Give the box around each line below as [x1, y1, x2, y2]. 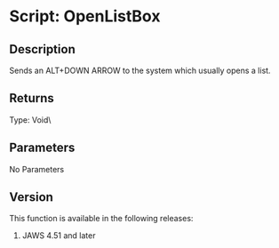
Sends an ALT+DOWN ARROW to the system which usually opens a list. [9, 65, 271, 76]
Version [9, 189, 53, 205]
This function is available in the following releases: [9, 213, 194, 224]
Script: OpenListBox [9, 6, 161, 27]
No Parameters [9, 164, 65, 174]
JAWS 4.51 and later [21, 230, 96, 241]
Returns [9, 91, 55, 106]
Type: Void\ [9, 114, 52, 125]
